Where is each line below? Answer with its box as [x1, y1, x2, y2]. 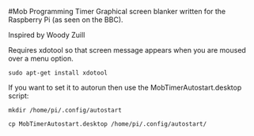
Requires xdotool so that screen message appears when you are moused [8, 46, 247, 54]
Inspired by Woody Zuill [8, 31, 85, 39]
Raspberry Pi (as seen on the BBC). [8, 15, 124, 24]
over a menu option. [8, 54, 74, 63]
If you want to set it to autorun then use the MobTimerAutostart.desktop [8, 83, 242, 92]
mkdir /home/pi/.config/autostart [8, 106, 123, 114]
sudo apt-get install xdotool [8, 69, 108, 77]
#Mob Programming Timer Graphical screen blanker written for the [8, 7, 226, 16]
